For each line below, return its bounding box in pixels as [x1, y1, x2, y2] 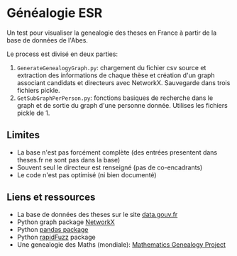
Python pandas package [16, 225, 89, 233]
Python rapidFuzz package [16, 233, 97, 241]
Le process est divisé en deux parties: [6, 50, 118, 58]
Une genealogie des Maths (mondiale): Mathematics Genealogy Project [16, 240, 226, 249]
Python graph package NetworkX [16, 218, 115, 226]
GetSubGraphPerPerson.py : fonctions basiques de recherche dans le [16, 94, 214, 102]
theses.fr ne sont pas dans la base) [16, 155, 121, 164]
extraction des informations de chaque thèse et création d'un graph [16, 71, 215, 79]
